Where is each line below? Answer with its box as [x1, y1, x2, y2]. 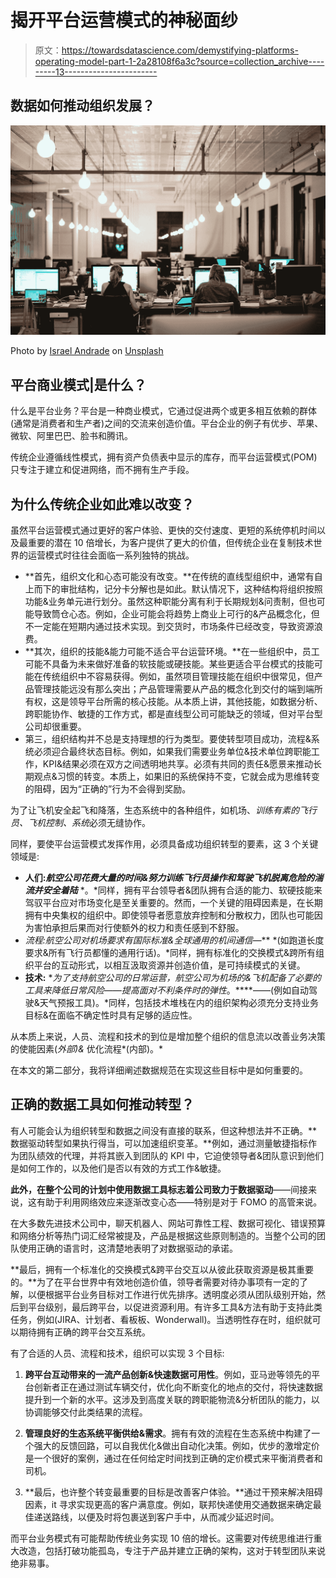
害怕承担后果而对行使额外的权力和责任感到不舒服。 [33, 922, 245, 934]
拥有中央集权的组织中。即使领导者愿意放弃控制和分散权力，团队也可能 [24, 909, 315, 921]
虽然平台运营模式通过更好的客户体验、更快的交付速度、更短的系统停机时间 [10, 524, 317, 536]
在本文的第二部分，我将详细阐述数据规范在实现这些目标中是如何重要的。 [10, 1064, 308, 1076]
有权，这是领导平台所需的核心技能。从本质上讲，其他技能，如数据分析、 [24, 696, 323, 708]
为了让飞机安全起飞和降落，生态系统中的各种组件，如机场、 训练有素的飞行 [10, 804, 317, 816]
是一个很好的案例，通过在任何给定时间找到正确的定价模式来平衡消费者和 [24, 1452, 323, 1464]
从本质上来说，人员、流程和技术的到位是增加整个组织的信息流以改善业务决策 [10, 1031, 326, 1043]
